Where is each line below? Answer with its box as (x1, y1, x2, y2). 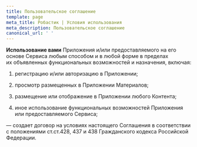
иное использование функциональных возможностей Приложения (14, 104, 183, 111)
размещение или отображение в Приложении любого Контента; (14, 93, 177, 100)
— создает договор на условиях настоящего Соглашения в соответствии (6, 122, 191, 129)
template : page (6, 14, 44, 20)
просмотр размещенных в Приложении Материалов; (14, 81, 149, 88)
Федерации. (6, 134, 36, 141)
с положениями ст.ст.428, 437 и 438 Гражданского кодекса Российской (6, 128, 189, 135)
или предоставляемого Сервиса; (14, 111, 98, 118)
